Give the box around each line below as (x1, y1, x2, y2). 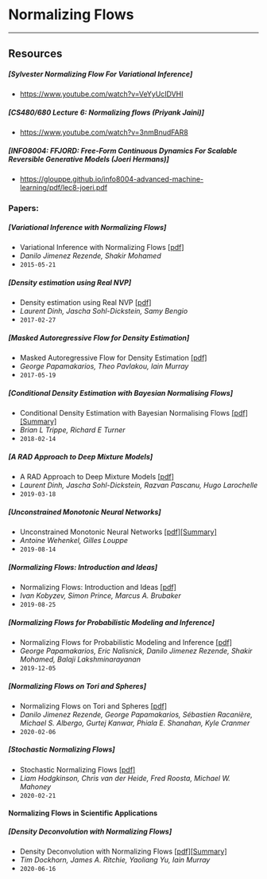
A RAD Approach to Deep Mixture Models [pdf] (19, 472, 175, 481)
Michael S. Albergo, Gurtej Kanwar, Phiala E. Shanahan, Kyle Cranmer (19, 718, 250, 728)
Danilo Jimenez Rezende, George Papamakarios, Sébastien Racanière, (19, 709, 253, 719)
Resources (8, 47, 63, 61)
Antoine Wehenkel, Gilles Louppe (19, 535, 129, 545)
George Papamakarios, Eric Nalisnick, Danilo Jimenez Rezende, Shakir (19, 646, 253, 655)
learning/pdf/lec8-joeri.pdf (19, 183, 108, 193)
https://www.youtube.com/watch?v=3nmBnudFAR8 (19, 127, 188, 137)
